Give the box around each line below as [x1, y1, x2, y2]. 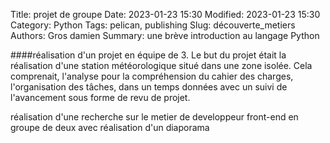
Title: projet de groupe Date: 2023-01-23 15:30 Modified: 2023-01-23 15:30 [10, 9, 321, 20]
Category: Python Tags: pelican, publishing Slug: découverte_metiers [10, 19, 296, 31]
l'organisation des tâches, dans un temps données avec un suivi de [10, 81, 288, 93]
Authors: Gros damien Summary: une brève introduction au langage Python [10, 30, 320, 41]
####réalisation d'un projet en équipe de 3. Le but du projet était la [10, 49, 287, 61]
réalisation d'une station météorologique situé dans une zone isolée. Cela [10, 60, 313, 71]
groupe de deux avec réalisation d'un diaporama [10, 122, 210, 133]
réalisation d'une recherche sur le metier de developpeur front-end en [10, 111, 299, 123]
